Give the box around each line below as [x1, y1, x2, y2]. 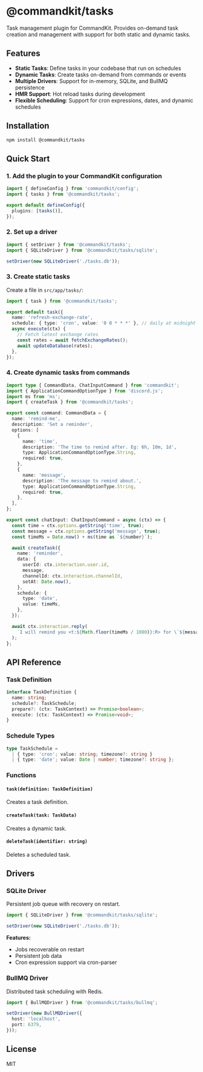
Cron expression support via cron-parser [14, 959, 117, 966]
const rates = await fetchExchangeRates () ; [17, 337, 129, 343]
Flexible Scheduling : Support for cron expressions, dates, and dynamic [14, 96, 193, 104]
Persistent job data [14, 952, 62, 960]
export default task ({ [6, 309, 63, 315]
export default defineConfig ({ [6, 202, 85, 208]
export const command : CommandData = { [6, 410, 107, 416]
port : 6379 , [11, 1022, 42, 1028]
